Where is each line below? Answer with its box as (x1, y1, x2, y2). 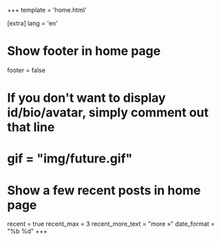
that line (7, 120, 55, 135)
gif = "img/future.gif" (7, 151, 133, 167)
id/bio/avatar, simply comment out (7, 105, 209, 120)
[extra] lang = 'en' (7, 19, 59, 27)
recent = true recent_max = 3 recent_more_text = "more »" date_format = (7, 220, 215, 228)
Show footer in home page (7, 43, 161, 59)
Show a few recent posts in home (7, 182, 201, 198)
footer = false (7, 65, 46, 74)
